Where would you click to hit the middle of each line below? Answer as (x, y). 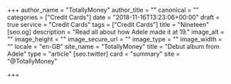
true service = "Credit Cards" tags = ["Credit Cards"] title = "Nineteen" (108, 24)
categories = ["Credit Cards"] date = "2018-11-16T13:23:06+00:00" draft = (113, 17)
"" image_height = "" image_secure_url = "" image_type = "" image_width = (115, 39)
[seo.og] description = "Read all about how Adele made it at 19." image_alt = (116, 32)
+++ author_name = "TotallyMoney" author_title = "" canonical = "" (103, 10)
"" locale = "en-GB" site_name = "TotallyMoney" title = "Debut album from (113, 46)
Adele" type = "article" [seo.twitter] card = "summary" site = (94, 54)
